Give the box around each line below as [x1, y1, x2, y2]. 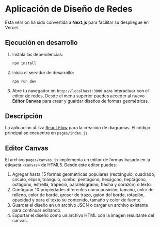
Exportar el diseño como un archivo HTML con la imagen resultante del [12, 212, 154, 218]
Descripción [5, 112, 43, 120]
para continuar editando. [12, 207, 62, 213]
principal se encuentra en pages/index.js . [5, 130, 89, 136]
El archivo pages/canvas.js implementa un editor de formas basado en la [5, 157, 150, 163]
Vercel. [5, 24, 19, 30]
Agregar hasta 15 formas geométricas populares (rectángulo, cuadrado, [12, 171, 156, 177]
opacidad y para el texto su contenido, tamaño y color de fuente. [12, 197, 142, 203]
